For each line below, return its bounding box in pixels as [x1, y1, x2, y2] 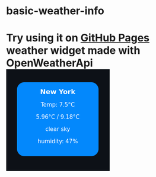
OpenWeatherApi [6, 56, 93, 70]
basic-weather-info [6, 4, 105, 18]
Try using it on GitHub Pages [6, 31, 150, 45]
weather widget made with [6, 44, 141, 57]
